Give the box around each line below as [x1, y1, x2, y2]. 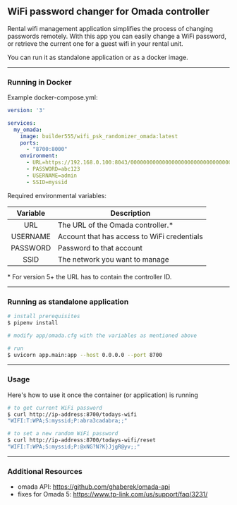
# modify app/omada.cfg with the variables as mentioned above [7, 331, 197, 339]
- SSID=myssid [25, 178, 68, 185]
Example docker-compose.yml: [7, 93, 98, 102]
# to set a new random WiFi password [7, 430, 119, 437]
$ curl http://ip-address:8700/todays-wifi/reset [7, 437, 157, 444]
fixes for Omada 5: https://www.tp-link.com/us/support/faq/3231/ [17, 490, 208, 499]
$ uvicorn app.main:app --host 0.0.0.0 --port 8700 [7, 351, 162, 358]
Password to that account [57, 243, 142, 253]
